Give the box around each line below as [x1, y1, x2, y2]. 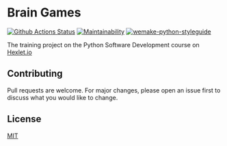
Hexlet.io [7, 48, 32, 56]
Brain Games [7, 5, 81, 21]
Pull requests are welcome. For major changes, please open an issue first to [7, 86, 221, 94]
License [7, 113, 42, 125]
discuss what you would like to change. [7, 93, 118, 101]
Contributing [7, 68, 63, 80]
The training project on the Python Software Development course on [7, 40, 200, 49]
